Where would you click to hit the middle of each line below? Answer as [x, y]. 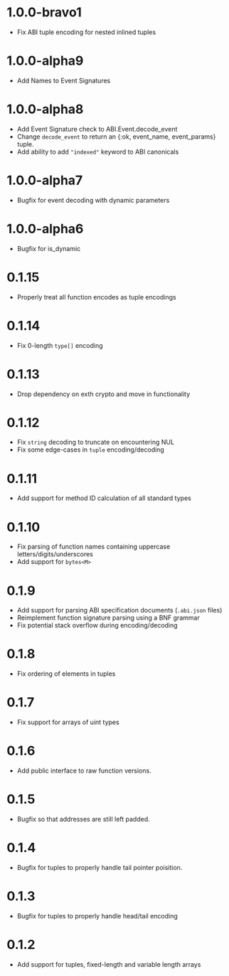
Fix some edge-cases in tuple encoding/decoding [90, 450]
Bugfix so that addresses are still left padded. [83, 819]
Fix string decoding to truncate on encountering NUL [96, 442]
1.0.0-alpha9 [45, 61]
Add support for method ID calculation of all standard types [104, 498]
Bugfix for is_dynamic [49, 248]
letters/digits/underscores [55, 554]
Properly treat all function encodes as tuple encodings [96, 297]
